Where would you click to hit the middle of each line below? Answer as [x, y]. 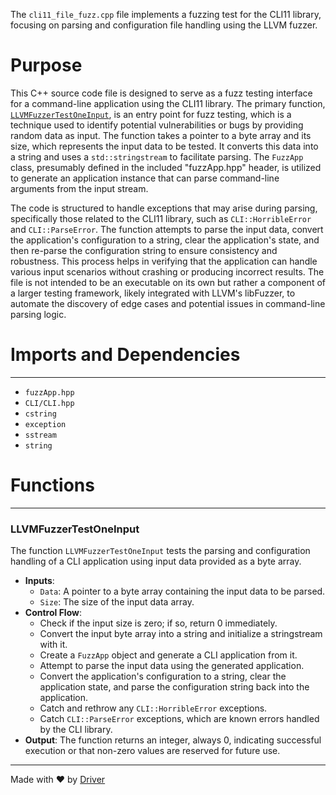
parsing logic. [38, 314]
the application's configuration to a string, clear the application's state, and [165, 240]
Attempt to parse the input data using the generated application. [172, 666]
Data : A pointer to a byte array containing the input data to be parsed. [182, 591]
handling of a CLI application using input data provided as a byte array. [156, 561]
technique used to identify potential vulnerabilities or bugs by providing [157, 125]
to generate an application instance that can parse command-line [145, 178]
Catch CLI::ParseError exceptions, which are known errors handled [179, 719]
